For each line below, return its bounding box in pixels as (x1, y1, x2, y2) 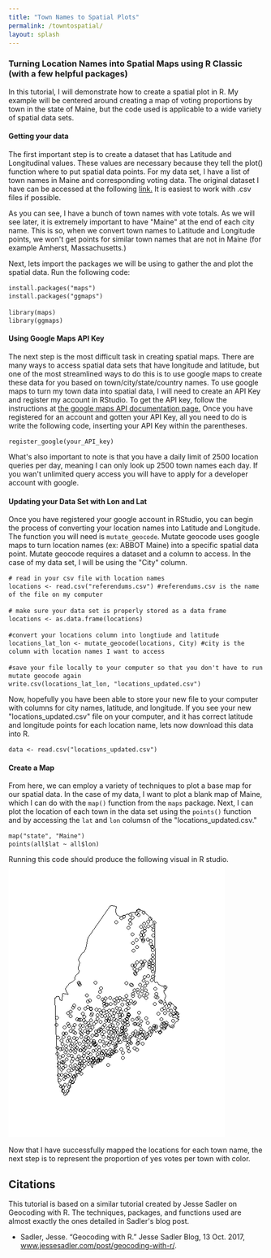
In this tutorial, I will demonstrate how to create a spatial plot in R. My (8, 86, 239, 97)
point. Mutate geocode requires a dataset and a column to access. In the (8, 549, 252, 559)
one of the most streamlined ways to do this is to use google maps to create (8, 369, 262, 379)
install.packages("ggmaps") (8, 292, 104, 300)
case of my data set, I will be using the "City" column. (8, 558, 188, 568)
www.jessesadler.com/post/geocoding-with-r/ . (19, 1241, 177, 1251)
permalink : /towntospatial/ (8, 21, 104, 30)
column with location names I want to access (8, 647, 165, 656)
